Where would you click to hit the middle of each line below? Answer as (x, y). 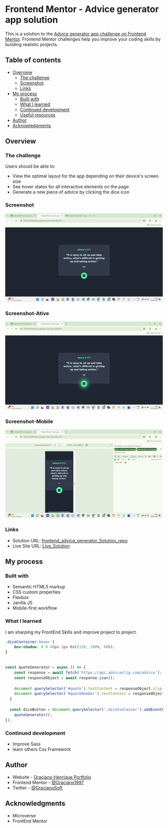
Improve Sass (26, 744)
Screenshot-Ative (27, 313)
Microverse (24, 815)
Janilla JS (22, 603)
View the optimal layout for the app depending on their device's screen (85, 176)
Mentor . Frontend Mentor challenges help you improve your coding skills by (83, 39)
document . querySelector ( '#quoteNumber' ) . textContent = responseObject (89, 694)
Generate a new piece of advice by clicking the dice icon (71, 192)
